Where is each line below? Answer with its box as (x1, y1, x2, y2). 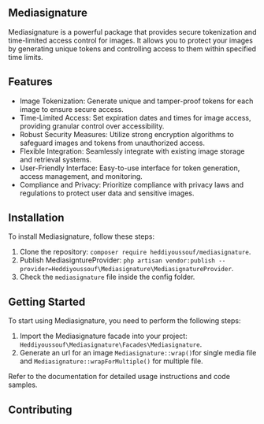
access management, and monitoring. (19, 171, 143, 180)
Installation (8, 211, 65, 225)
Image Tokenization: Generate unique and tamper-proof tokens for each (19, 96, 254, 106)
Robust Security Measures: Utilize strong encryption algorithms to (19, 129, 234, 139)
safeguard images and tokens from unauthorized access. (19, 138, 206, 147)
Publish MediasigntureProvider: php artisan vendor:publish (19, 255, 215, 265)
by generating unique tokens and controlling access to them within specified (8, 43, 257, 54)
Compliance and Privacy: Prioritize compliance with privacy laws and (19, 180, 244, 189)
